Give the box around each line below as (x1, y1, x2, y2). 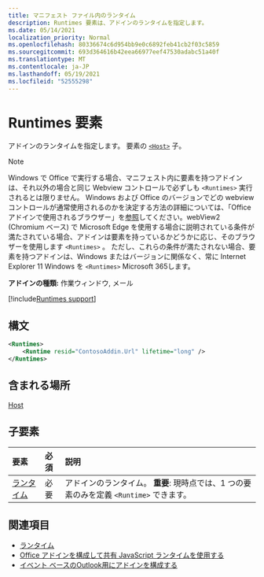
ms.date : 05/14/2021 (8, 26, 76, 34)
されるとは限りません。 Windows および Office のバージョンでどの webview (8, 193, 255, 202)
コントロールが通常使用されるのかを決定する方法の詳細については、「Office (8, 202, 251, 213)
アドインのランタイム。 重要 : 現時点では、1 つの (64, 477, 244, 488)
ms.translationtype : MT (8, 56, 86, 64)
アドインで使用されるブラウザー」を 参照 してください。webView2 (8, 213, 221, 222)
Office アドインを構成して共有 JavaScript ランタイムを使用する (19, 550, 225, 560)
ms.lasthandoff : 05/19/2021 (8, 70, 101, 78)
